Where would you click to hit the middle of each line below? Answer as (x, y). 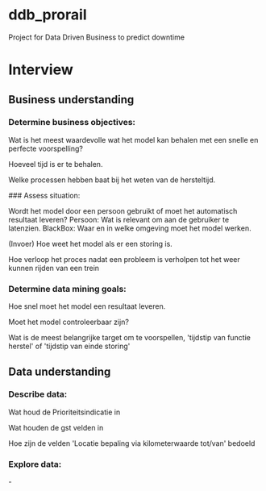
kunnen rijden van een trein (54, 268)
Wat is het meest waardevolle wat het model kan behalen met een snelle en (133, 139)
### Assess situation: (44, 195)
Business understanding (71, 100)
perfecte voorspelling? (46, 148)
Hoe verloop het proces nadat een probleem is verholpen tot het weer (124, 259)
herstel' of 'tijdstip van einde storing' (69, 346)
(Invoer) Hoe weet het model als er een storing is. (91, 243)
